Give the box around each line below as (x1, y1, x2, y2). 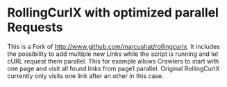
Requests (7, 19, 63, 35)
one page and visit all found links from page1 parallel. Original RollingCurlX (7, 64, 220, 72)
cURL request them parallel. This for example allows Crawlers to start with (7, 57, 219, 65)
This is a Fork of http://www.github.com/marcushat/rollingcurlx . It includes (7, 42, 220, 50)
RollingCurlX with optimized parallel (7, 5, 219, 21)
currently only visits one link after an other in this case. (7, 71, 165, 80)
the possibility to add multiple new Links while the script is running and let (7, 50, 219, 58)
